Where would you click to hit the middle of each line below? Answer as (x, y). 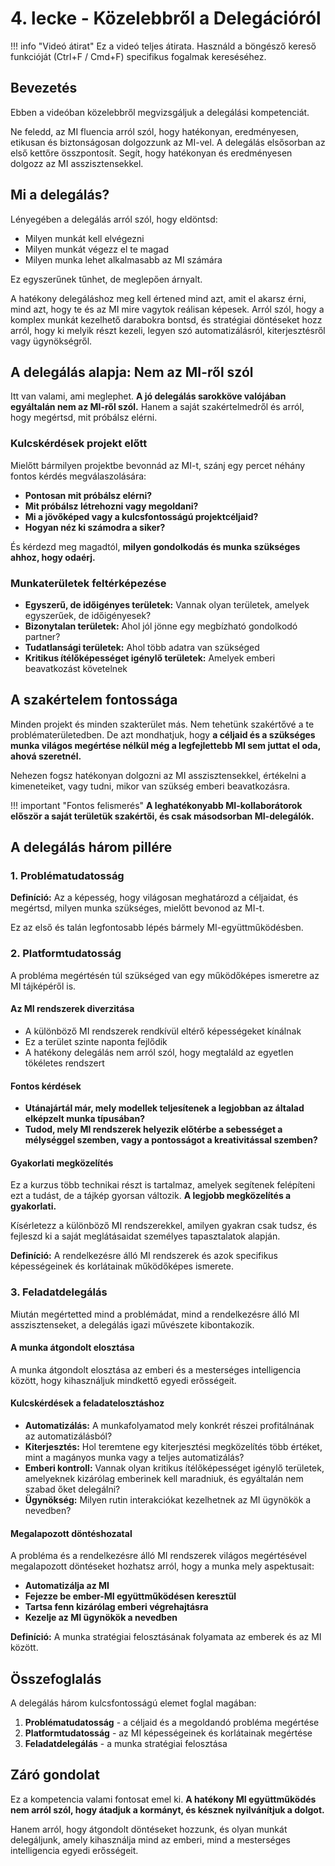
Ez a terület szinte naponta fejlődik (96, 1041)
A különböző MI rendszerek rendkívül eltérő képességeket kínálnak (163, 1031)
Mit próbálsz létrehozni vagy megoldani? (111, 506)
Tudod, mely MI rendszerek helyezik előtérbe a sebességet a (153, 1129)
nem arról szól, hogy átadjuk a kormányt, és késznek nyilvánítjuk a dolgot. (167, 1809)
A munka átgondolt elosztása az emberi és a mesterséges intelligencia (156, 1369)
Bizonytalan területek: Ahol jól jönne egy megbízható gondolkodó (161, 626)
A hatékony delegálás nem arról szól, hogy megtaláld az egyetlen (159, 1052)
